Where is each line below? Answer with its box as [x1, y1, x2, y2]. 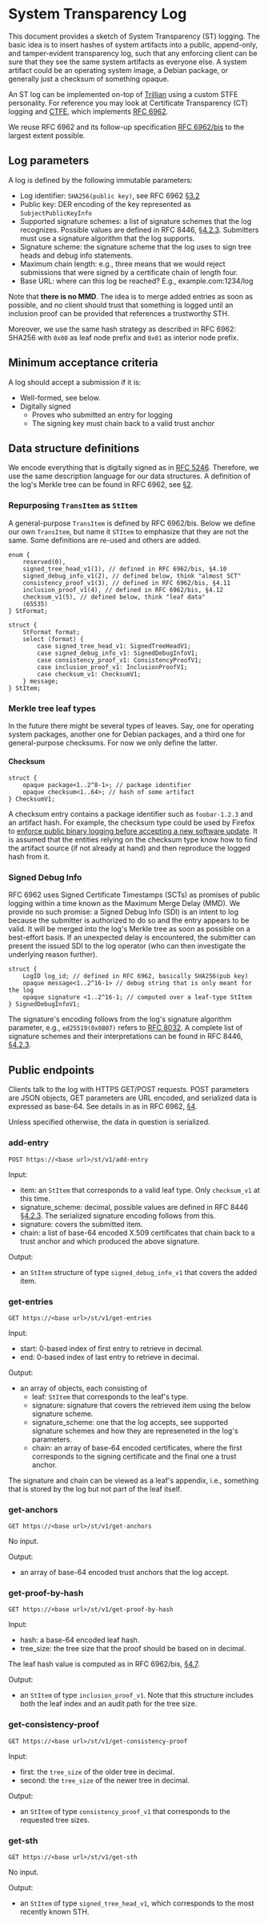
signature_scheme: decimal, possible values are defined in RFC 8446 [19, 1202, 249, 1212]
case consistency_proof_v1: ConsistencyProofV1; [37, 656, 202, 664]
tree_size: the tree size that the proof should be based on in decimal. [19, 1644, 246, 1654]
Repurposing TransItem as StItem [8, 500, 138, 511]
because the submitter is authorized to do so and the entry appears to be [8, 915, 250, 925]
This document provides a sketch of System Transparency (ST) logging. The [8, 31, 260, 41]
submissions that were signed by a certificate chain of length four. [19, 267, 238, 277]
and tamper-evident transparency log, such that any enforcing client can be [8, 48, 258, 58]
